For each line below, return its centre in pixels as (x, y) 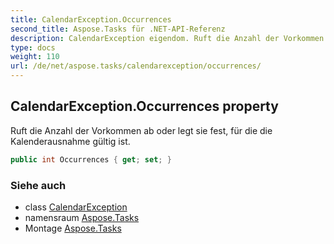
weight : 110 (35, 57)
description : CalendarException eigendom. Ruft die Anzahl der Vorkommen (167, 38)
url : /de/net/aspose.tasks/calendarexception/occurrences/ (136, 66)
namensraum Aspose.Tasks (82, 217)
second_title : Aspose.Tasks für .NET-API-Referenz (118, 29)
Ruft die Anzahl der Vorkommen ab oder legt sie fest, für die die (141, 130)
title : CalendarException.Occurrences (91, 19)
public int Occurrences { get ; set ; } (91, 159)
